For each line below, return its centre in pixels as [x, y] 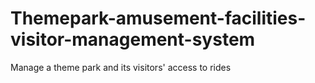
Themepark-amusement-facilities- [158, 18]
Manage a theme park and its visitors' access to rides [121, 67]
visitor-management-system [133, 39]
